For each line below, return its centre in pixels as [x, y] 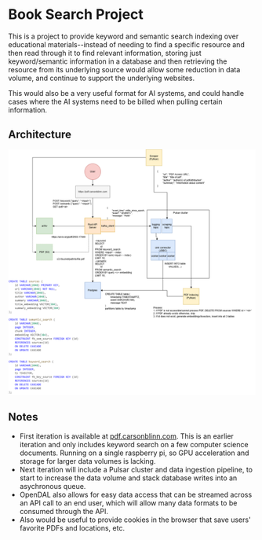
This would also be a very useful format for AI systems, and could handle [126, 93]
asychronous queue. [53, 486]
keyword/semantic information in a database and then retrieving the [118, 61]
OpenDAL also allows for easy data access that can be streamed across [136, 494]
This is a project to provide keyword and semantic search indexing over [124, 36]
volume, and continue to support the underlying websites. [101, 78]
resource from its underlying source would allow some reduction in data [124, 69]
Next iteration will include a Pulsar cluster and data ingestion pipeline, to [136, 469]
